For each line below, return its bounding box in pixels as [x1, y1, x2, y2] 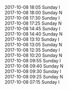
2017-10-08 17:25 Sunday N [4, 20, 62, 26]
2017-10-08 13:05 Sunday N [4, 42, 62, 47]
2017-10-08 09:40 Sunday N [4, 63, 63, 69]
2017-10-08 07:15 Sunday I [4, 79, 60, 85]
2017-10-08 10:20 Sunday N [4, 52, 62, 58]
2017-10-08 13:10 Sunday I [4, 36, 59, 42]
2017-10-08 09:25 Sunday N [4, 74, 63, 79]
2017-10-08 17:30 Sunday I [4, 15, 60, 21]
